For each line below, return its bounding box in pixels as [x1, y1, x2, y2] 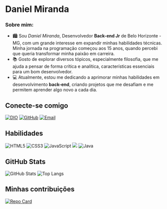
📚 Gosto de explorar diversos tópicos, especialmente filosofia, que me [12, 56, 159, 62]
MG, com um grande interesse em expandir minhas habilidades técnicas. [12, 40, 163, 46]
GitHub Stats [5, 157, 46, 166]
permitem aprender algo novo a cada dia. [12, 87, 97, 93]
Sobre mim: [5, 21, 34, 28]
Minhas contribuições [5, 185, 75, 194]
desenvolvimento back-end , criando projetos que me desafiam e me [12, 81, 154, 88]
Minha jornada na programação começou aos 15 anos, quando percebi [12, 45, 158, 51]
